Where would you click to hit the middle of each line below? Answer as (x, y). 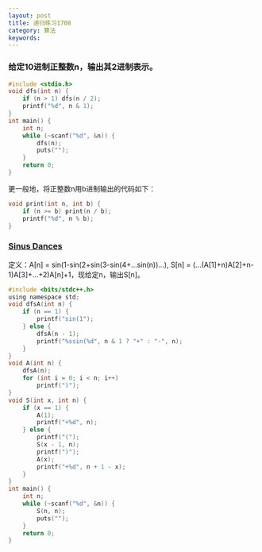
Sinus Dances (35, 246)
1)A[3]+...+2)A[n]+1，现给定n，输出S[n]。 (76, 274)
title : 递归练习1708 (40, 23)
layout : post (30, 15)
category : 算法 (32, 30)
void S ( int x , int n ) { (48, 400)
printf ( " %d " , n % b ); (58, 218)
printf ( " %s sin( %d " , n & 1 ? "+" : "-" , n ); (110, 341)
